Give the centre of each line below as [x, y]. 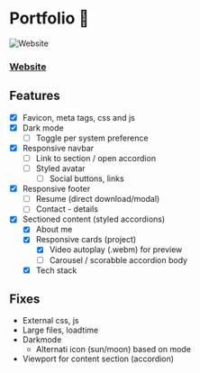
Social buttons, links [86, 178]
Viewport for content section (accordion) [98, 359]
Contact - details [67, 209]
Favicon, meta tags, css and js [78, 117]
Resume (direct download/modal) [98, 199]
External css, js [50, 321]
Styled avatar [60, 168]
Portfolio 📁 [50, 18]
